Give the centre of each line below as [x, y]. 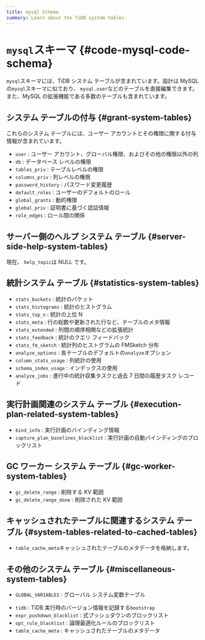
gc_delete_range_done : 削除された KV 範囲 [69, 499]
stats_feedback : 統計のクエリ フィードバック [72, 337]
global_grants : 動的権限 [46, 200]
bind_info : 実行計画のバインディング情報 [67, 430]
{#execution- [156, 405]
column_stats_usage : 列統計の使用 [58, 360]
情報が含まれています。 [36, 141]
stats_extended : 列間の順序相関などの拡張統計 [74, 329]
